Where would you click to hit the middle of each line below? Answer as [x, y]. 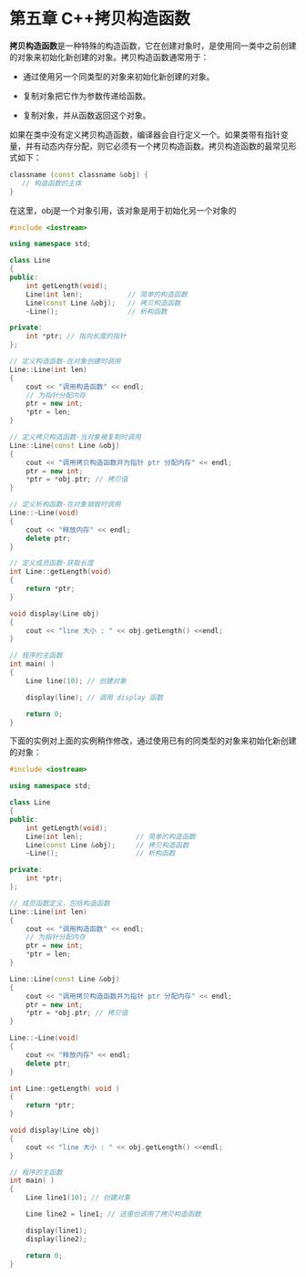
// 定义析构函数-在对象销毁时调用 [65, 504]
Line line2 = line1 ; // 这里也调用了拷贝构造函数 [114, 1214]
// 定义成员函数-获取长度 [51, 563]
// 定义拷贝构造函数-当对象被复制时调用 [75, 437]
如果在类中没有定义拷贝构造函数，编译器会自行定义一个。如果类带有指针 [145, 134]
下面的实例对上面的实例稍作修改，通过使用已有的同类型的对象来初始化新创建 [153, 741]
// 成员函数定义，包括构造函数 [60, 903]
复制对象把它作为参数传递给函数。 [87, 96]
